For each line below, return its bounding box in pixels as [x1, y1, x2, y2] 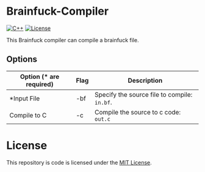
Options [6, 54, 38, 65]
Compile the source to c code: [94, 108, 181, 116]
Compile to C [9, 111, 47, 119]
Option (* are [20, 72, 60, 81]
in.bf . [94, 98, 112, 107]
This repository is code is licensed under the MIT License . [6, 159, 153, 166]
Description [128, 76, 163, 84]
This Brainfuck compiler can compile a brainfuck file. [6, 36, 139, 43]
